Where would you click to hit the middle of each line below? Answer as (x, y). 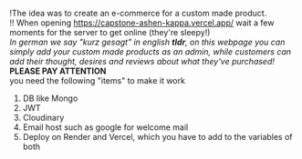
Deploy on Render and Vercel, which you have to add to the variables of (158, 137)
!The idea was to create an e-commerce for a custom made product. (138, 13)
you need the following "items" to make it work (97, 80)
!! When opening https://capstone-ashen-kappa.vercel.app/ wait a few (142, 23)
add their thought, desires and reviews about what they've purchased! (142, 61)
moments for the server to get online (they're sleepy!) (110, 32)
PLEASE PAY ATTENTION (58, 71)
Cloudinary (43, 118)
